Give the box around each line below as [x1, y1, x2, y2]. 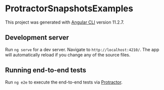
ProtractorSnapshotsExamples [5, 3, 134, 14]
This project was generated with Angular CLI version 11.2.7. [5, 19, 124, 25]
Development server [5, 33, 69, 42]
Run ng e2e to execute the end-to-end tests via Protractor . [5, 79, 123, 85]
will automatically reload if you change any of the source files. [5, 52, 131, 58]
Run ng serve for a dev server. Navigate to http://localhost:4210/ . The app [5, 46, 160, 52]
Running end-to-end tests [5, 66, 86, 74]
